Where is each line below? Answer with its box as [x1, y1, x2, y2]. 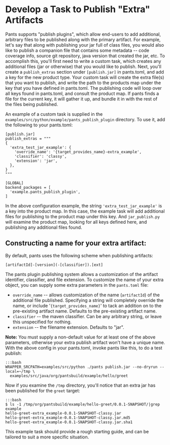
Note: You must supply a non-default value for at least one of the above [5, 334, 156, 340]
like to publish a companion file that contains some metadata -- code [5, 47, 150, 53]
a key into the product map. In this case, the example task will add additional [5, 208, 165, 214]
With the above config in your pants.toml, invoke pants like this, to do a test [5, 345, 162, 351]
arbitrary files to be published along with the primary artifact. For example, [5, 37, 161, 43]
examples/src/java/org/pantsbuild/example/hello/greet [10, 373, 128, 379]
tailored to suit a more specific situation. [5, 434, 89, 440]
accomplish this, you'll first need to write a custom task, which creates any [5, 58, 161, 64]
